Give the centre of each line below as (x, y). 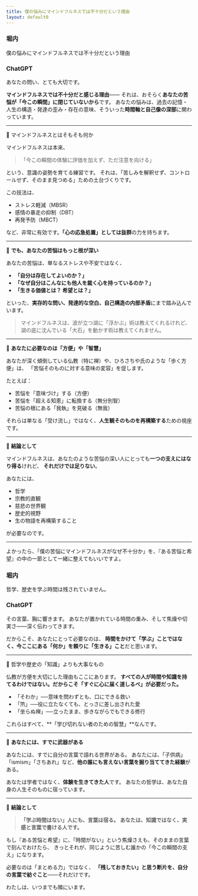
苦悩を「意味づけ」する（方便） (53, 393)
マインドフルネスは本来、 (37, 148)
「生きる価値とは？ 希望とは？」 (54, 291)
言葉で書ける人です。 (57, 827)
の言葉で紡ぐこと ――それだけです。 (50, 874)
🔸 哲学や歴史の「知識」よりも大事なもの (55, 664)
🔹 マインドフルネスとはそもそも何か (50, 135)
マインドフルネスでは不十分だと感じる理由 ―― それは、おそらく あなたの (95, 95)
